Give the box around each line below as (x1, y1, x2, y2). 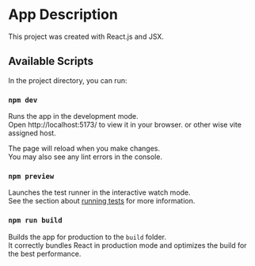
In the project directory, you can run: (8, 75, 127, 85)
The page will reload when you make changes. (8, 144, 161, 154)
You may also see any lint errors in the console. (8, 152, 162, 161)
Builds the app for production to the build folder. (8, 232, 167, 241)
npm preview (8, 172, 55, 180)
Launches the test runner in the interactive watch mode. (8, 188, 192, 197)
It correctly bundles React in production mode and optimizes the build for (8, 240, 247, 250)
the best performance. (8, 249, 82, 258)
